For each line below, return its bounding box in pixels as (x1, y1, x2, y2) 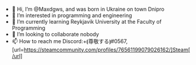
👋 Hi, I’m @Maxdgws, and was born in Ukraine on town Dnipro (11, 6, 165, 12)
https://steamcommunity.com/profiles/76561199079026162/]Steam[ (23, 46, 191, 53)
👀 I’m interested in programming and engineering (11, 12, 132, 19)
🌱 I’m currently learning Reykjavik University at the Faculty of (11, 18, 162, 25)
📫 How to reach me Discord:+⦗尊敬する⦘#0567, (11, 38, 128, 44)
